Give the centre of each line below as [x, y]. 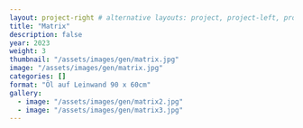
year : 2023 [30, 43]
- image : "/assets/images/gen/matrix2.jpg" [100, 101]
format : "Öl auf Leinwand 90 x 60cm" [80, 85]
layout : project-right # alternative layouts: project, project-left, [145, 18]
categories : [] [38, 77]
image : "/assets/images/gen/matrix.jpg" [87, 69]
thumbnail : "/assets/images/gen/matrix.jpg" [94, 59]
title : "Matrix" [40, 26]
